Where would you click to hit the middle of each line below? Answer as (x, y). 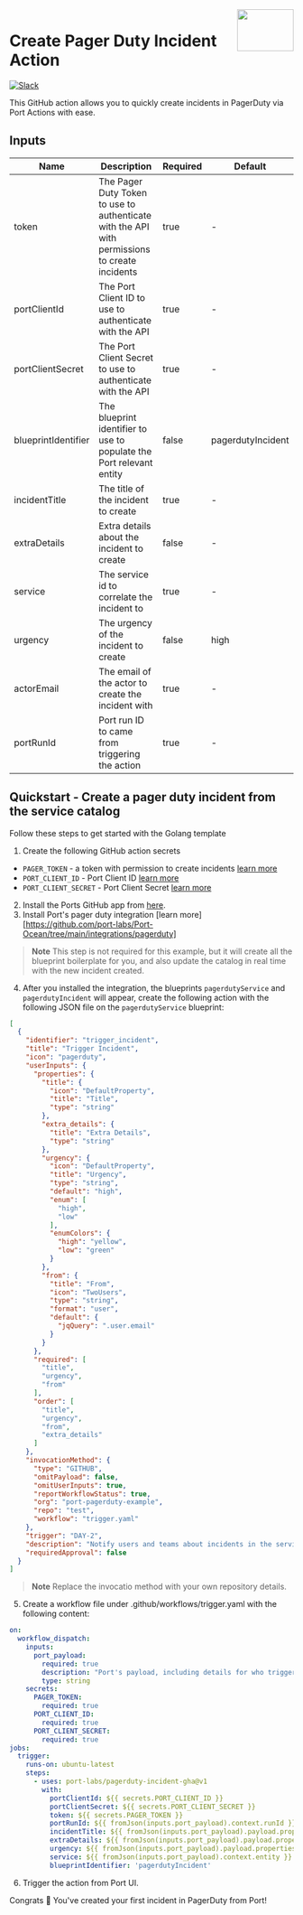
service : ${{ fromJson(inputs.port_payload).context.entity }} (171, 1857)
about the (119, 537)
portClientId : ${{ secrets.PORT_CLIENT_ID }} (136, 1798)
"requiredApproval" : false (76, 1553)
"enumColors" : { (80, 1233)
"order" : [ (54, 1401)
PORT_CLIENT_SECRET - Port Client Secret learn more (117, 887)
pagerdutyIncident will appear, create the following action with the (146, 997)
